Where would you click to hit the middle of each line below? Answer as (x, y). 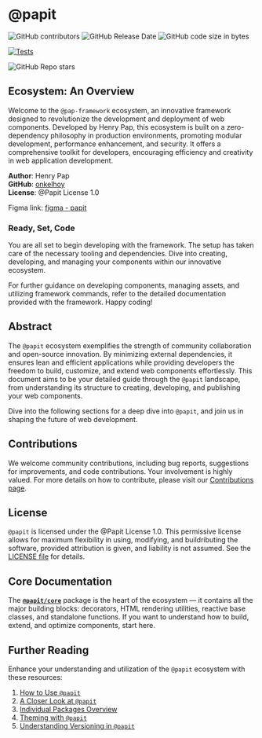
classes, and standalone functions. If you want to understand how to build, (129, 617)
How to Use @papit (50, 692)
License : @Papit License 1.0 (54, 192)
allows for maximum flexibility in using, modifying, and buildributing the (123, 540)
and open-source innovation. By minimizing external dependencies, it (120, 354)
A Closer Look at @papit (58, 701)
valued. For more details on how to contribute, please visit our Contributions (131, 479)
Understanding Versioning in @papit (77, 726)
